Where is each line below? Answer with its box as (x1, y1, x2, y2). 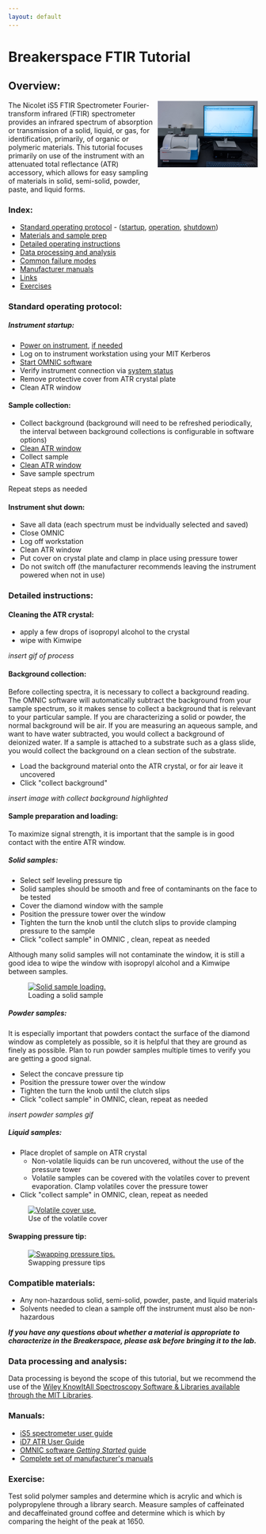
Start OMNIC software (19, 357, 93, 367)
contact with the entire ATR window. (8, 837, 126, 847)
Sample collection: (8, 401, 71, 410)
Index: (8, 204, 33, 215)
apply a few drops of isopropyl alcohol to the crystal (19, 627, 190, 637)
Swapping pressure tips (28, 1258, 105, 1267)
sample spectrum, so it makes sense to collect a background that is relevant (8, 703, 256, 713)
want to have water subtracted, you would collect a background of (8, 729, 225, 738)
